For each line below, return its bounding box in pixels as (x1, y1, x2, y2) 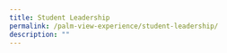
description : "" (9, 30, 70, 39)
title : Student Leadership (9, 13, 110, 22)
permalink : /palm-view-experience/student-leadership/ (9, 22, 219, 31)
